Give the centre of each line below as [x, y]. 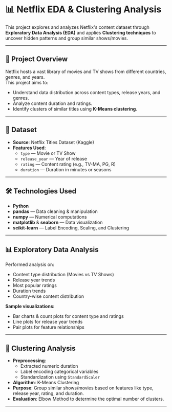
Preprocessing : [29, 361]
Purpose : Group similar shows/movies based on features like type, [83, 388]
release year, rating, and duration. [48, 393]
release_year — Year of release [53, 158]
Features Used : [29, 148]
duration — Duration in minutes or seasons [66, 169]
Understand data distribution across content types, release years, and [87, 92]
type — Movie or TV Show [48, 153]
